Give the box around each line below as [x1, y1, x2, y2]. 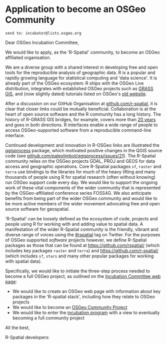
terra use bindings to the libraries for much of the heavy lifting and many [5, 169, 156, 175]
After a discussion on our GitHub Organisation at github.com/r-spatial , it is [5, 100, 157, 106]
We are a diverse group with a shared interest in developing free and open [5, 64, 158, 70]
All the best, [5, 324, 30, 330]
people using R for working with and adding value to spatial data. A [5, 221, 143, 227]
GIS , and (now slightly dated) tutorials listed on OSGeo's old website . [5, 91, 147, 97]
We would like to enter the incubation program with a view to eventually [12, 309, 160, 315]
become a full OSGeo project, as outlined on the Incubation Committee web [5, 273, 161, 279]
